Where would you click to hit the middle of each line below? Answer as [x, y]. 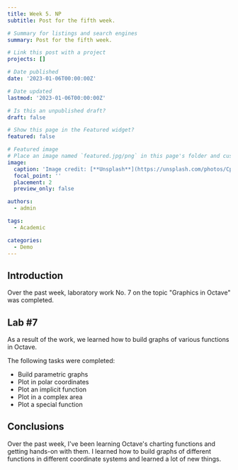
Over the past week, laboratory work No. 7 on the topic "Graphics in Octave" [119, 293]
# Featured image [33, 149]
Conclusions [36, 426]
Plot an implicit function [52, 389]
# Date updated [30, 91]
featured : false [31, 137]
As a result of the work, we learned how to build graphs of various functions [118, 339]
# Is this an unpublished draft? [57, 110]
